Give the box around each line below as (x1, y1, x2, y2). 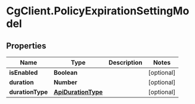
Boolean (53, 69, 78, 77)
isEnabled (9, 69, 38, 77)
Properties (6, 41, 47, 51)
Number (53, 78, 78, 86)
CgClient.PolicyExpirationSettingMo (6, 4, 190, 18)
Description (108, 59, 143, 66)
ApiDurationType (53, 88, 103, 96)
